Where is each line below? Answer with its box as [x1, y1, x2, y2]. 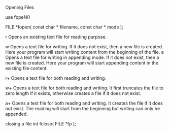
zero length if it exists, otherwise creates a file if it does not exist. [5, 90, 141, 96]
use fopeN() [5, 14, 30, 20]
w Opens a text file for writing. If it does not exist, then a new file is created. [5, 44, 163, 50]
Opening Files [5, 5, 35, 10]
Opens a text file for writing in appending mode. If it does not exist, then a [5, 54, 159, 60]
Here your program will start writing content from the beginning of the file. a [5, 49, 164, 55]
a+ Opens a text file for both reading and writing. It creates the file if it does [5, 100, 163, 106]
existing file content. [5, 65, 48, 71]
